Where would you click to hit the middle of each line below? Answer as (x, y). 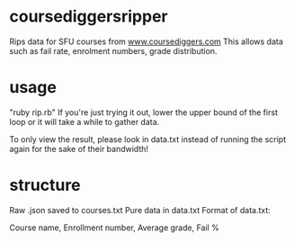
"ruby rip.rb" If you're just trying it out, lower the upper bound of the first (144, 112)
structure (45, 185)
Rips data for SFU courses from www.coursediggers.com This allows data (146, 41)
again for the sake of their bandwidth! (79, 148)
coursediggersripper (89, 17)
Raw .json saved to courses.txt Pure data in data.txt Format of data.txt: (140, 210)
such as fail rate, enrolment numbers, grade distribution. (113, 50)
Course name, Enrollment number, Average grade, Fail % (115, 228)
